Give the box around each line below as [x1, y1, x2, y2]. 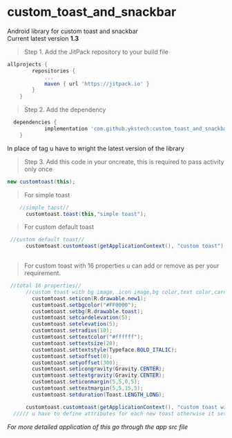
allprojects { [7, 61, 48, 68]
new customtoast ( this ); [7, 178, 76, 185]
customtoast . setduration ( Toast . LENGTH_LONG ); [32, 391, 166, 398]
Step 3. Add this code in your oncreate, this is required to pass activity [23, 157, 224, 166]
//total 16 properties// [10, 282, 81, 290]
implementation [43, 126, 88, 132]
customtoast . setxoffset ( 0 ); [32, 352, 113, 359]
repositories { [32, 67, 76, 74]
